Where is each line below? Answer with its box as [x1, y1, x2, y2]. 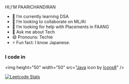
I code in [5, 53, 26, 60]
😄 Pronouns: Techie [12, 34, 53, 40]
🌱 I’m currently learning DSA [12, 14, 69, 19]
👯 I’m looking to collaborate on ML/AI [12, 19, 86, 24]
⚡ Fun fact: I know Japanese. [12, 40, 70, 45]
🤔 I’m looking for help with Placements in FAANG [12, 24, 109, 30]
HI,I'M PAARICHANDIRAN [5, 4, 56, 10]
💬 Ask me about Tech [12, 29, 55, 34]
